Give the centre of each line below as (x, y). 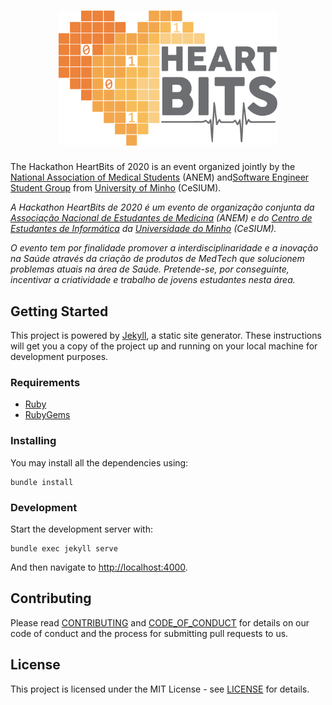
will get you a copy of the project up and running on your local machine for (164, 346)
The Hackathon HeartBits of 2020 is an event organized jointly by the (153, 167)
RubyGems (47, 415)
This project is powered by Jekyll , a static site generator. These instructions (166, 336)
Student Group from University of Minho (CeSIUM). (116, 188)
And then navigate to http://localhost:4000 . (99, 567)
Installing (33, 441)
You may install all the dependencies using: (99, 462)
